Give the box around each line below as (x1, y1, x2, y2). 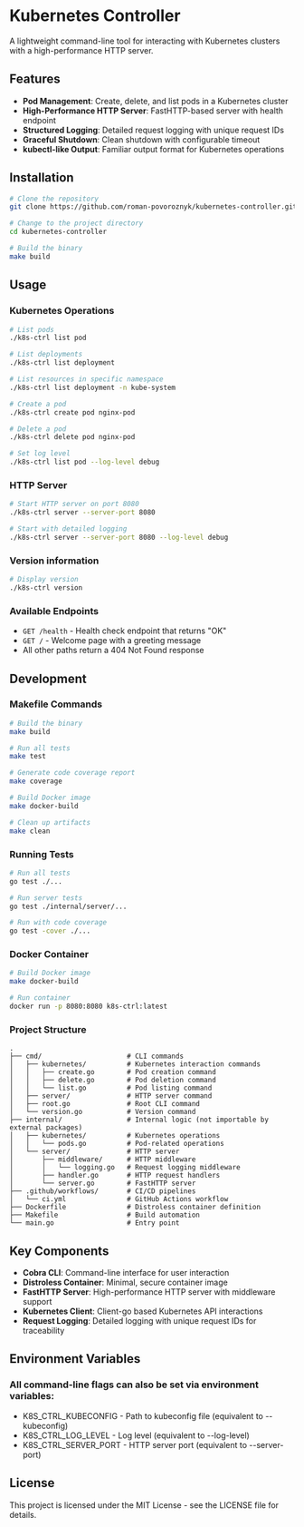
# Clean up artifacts (9, 817, 91, 827)
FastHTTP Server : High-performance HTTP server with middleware (22, 1287, 276, 1297)
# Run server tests (9, 893, 83, 903)
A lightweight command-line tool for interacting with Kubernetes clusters (9, 35, 280, 46)
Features (9, 72, 61, 87)
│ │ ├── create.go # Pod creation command (9, 1068, 217, 1077)
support (22, 1297, 52, 1307)
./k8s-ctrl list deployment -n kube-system (9, 383, 176, 392)
